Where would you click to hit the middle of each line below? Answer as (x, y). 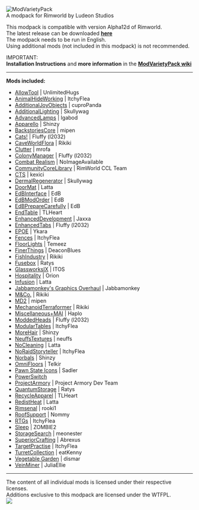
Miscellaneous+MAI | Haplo (49, 313)
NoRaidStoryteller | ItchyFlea (50, 351)
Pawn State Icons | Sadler (46, 370)
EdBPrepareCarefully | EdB (48, 206)
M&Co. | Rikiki (32, 295)
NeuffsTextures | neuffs (43, 339)
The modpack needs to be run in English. (56, 40)
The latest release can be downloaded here (59, 33)
